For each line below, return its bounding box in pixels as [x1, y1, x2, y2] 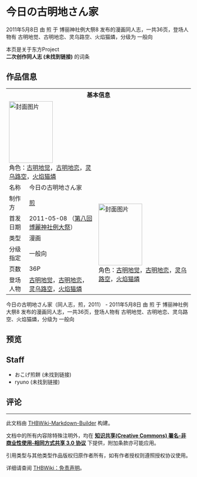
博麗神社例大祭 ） [29, 223, 76, 231]
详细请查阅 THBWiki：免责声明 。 [6, 464, 85, 471]
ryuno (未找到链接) [14, 378, 60, 385]
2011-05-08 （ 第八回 [29, 214, 93, 222]
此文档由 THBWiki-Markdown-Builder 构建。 [6, 419, 113, 426]
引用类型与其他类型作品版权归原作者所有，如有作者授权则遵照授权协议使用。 [6, 452, 191, 459]
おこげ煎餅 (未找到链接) [14, 371, 72, 378]
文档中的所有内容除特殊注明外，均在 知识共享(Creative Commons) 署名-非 [6, 432, 186, 439]
